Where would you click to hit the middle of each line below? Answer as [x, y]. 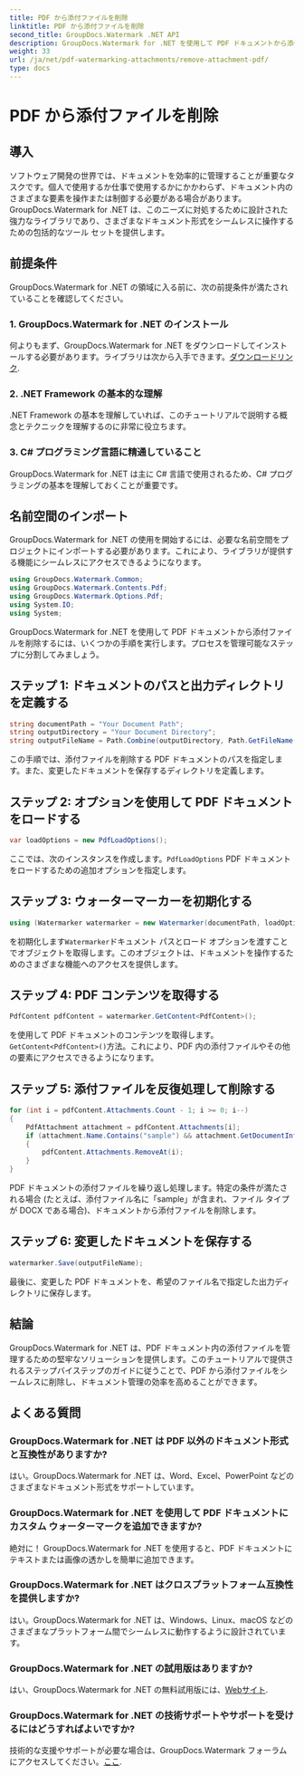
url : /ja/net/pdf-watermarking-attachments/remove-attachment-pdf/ [139, 60]
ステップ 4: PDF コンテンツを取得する [114, 995]
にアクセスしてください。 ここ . [66, 1761]
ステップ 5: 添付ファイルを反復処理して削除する [142, 1089]
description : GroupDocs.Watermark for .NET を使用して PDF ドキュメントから [148, 43]
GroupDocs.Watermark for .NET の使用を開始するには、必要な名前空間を [145, 540]
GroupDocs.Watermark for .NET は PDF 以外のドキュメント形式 [149, 1441]
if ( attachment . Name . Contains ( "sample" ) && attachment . [133, 1136]
